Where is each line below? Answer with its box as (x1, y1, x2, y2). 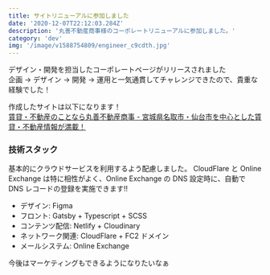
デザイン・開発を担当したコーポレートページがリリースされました (8, 65, 227, 75)
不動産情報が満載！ (22, 122, 86, 132)
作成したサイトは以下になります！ (8, 102, 121, 112)
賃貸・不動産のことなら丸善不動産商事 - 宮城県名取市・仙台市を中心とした (8, 112, 255, 121)
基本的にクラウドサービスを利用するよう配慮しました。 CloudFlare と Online (8, 164, 262, 174)
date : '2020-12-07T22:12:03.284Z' (8, 19, 125, 27)
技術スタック (8, 144, 59, 155)
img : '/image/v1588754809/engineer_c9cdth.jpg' (8, 42, 171, 50)
